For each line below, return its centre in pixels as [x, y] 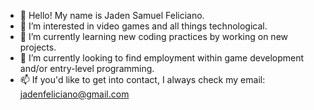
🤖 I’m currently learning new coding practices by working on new [154, 36]
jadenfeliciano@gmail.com [74, 94]
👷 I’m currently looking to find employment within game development [162, 58]
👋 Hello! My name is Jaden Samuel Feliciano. [112, 15]
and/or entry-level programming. [87, 68]
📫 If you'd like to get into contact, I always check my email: [142, 79]
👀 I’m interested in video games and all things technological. [143, 26]
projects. [38, 47]
